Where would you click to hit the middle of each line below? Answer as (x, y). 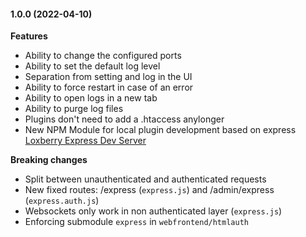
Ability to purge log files (74, 109)
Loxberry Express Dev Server (85, 141)
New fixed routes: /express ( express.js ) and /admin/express (149, 190)
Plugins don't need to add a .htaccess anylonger (124, 119)
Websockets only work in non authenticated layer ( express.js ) (153, 211)
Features (29, 36)
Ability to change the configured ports (103, 56)
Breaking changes (49, 160)
